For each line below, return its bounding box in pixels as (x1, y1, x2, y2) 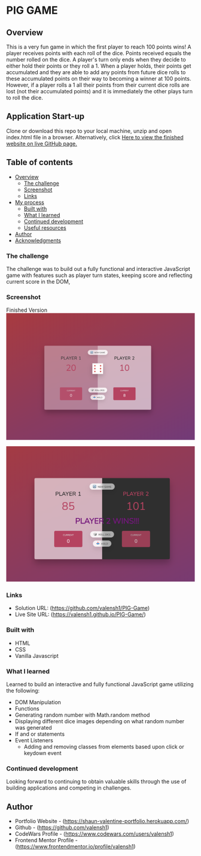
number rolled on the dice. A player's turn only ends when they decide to (6, 56, 187, 63)
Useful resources (23, 224, 67, 231)
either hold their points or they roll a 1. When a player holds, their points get (6, 62, 191, 69)
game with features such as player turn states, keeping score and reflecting (6, 272, 193, 279)
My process (14, 199, 45, 206)
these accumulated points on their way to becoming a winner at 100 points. (6, 75, 191, 82)
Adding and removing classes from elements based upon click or (23, 743, 184, 750)
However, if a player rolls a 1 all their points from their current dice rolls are (6, 81, 190, 89)
